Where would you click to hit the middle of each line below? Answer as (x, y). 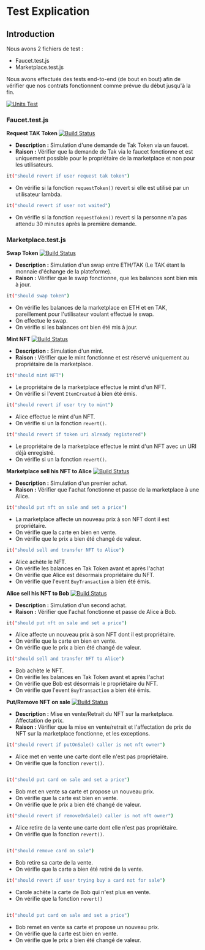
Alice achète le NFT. (41, 562)
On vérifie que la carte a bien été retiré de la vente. (79, 869)
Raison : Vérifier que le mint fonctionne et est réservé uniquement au (102, 358)
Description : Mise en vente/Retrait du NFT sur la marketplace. (95, 714)
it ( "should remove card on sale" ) (50, 850)
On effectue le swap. (42, 321)
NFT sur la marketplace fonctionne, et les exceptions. (83, 734)
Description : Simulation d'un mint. (59, 351)
